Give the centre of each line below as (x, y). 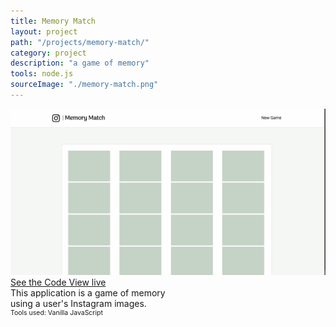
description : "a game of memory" (80, 63)
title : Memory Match (53, 21)
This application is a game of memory (88, 292)
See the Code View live (58, 282)
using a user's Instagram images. (78, 303)
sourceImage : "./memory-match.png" (84, 85)
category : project (48, 53)
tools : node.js (42, 74)
